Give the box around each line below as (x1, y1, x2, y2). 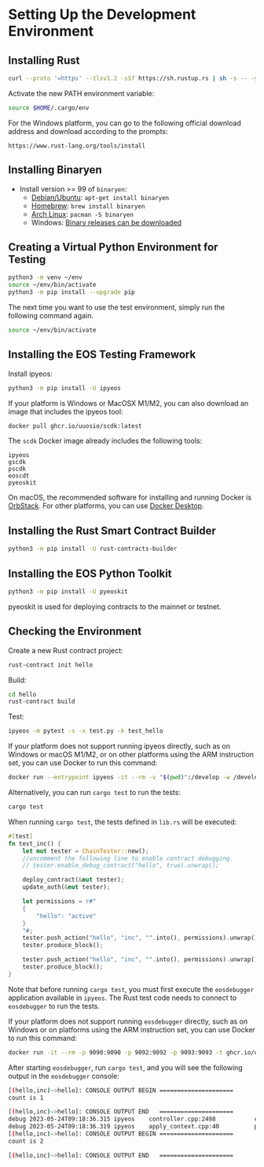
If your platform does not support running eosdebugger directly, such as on (8, 1016, 248, 1026)
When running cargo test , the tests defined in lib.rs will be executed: (8, 817, 237, 827)
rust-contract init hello (8, 660, 93, 669)
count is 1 (8, 1094, 44, 1102)
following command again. (8, 311, 94, 320)
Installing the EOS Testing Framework (8, 348, 196, 362)
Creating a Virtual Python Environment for (8, 240, 218, 254)
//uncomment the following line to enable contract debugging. (22, 854, 234, 862)
